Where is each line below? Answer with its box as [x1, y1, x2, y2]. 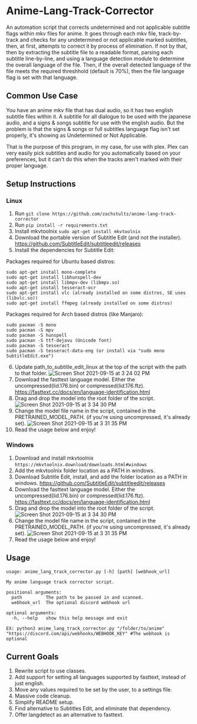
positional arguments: [6, 589, 62, 595]
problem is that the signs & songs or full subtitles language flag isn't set [6, 125, 180, 132]
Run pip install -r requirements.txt [14, 221, 108, 228]
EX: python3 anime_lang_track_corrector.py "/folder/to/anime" [6, 625, 165, 631]
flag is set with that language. [6, 74, 78, 81]
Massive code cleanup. [14, 692, 71, 700]
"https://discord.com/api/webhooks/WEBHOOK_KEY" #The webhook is [6, 630, 170, 637]
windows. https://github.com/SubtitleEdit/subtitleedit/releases [14, 479, 166, 486]
